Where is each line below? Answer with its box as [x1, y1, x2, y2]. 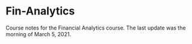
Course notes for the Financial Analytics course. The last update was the [5, 24, 186, 31]
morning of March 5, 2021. [5, 30, 72, 37]
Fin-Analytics [5, 4, 75, 18]
